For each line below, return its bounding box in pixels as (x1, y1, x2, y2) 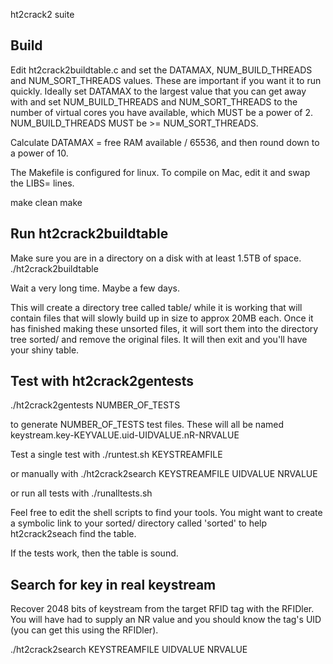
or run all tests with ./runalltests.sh (10, 487, 153, 499)
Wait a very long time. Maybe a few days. (10, 282, 180, 294)
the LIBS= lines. (10, 177, 75, 189)
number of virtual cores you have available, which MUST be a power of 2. (10, 106, 314, 118)
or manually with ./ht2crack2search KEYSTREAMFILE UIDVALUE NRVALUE (10, 468, 318, 480)
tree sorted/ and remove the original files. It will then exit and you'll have (10, 333, 308, 345)
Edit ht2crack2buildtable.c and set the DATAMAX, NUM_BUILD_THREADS (10, 64, 313, 76)
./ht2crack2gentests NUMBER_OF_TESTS (10, 399, 181, 411)
